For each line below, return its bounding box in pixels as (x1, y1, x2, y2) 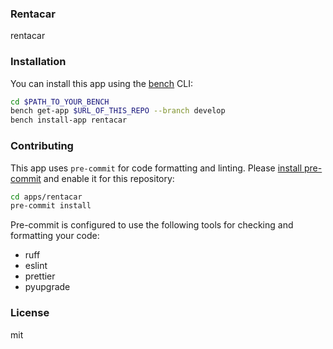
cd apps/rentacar (10, 192, 83, 202)
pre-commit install (10, 201, 92, 211)
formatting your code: (10, 230, 100, 242)
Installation (10, 55, 67, 69)
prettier (24, 270, 56, 282)
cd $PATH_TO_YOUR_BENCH (10, 97, 110, 107)
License (10, 306, 50, 320)
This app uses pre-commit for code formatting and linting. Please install (10, 162, 303, 174)
